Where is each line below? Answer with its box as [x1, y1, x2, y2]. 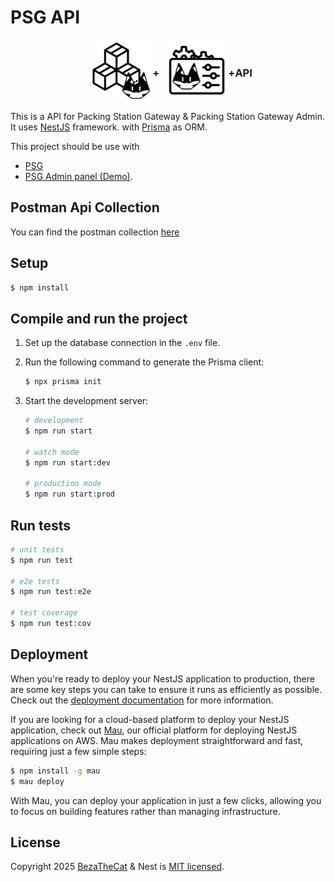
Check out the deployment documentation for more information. [10, 694, 274, 706]
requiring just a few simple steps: [10, 745, 147, 757]
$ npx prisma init [24, 377, 102, 387]
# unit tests [10, 544, 65, 555]
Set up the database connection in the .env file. [24, 337, 221, 349]
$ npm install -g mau [10, 766, 101, 776]
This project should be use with [10, 140, 140, 152]
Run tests [10, 517, 71, 534]
